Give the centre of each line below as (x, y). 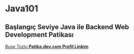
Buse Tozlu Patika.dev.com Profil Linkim (47, 47)
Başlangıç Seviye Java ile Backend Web (67, 27)
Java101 (22, 9)
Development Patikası (39, 34)
